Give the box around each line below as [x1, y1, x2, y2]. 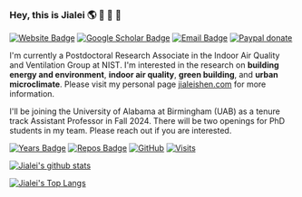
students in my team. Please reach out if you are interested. [9, 126, 232, 136]
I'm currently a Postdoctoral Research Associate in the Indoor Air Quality [9, 50, 280, 61]
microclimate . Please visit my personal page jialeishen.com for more [9, 79, 267, 89]
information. [9, 89, 55, 99]
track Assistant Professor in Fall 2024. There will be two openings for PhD [9, 116, 286, 127]
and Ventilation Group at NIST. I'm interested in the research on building [9, 60, 279, 70]
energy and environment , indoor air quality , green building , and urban [9, 70, 278, 80]
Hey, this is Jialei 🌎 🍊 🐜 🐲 [9, 8, 122, 21]
